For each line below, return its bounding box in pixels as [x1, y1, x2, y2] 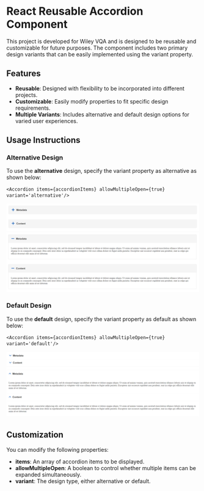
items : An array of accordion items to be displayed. [15, 458, 145, 465]
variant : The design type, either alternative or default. [15, 477, 151, 485]
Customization [6, 430, 64, 440]
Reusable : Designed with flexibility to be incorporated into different [15, 85, 185, 92]
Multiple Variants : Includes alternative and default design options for [15, 110, 190, 118]
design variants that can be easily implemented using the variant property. [6, 50, 194, 58]
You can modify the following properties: [6, 446, 109, 453]
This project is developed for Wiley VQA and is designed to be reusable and [6, 37, 197, 45]
